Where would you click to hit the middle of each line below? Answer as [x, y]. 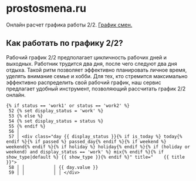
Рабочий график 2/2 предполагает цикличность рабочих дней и [87, 57]
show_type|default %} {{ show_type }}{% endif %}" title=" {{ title [95, 157]
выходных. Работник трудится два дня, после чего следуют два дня [92, 63]
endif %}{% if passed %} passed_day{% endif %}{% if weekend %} [86, 142]
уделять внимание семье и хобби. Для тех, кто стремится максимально [97, 76]
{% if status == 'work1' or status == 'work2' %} [68, 105]
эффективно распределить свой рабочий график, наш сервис [84, 82]
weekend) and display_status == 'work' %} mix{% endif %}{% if [85, 152]
